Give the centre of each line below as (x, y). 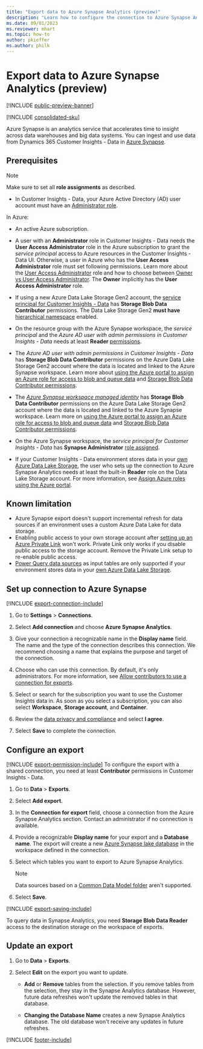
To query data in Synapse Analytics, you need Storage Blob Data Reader (97, 921)
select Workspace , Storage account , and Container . (81, 707)
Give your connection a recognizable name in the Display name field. (101, 639)
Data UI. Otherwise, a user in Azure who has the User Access (92, 260)
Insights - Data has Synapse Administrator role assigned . (87, 447)
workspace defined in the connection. (62, 850)
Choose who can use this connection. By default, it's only (87, 670)
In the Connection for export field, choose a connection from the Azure (105, 813)
